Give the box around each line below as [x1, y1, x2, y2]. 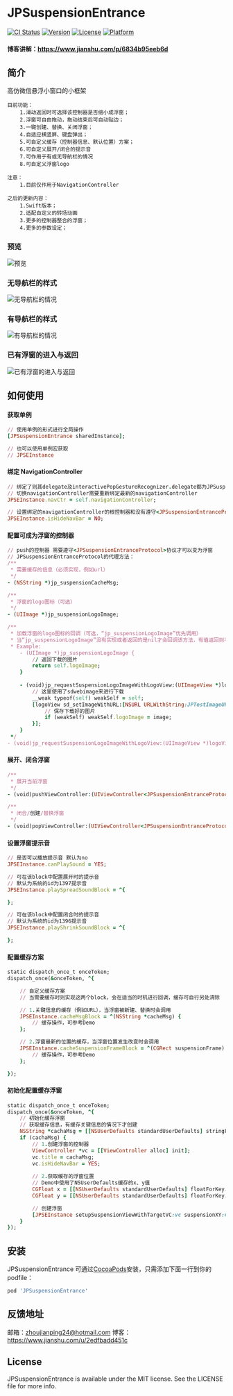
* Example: [10, 643, 42, 650]
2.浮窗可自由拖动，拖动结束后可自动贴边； [19, 117, 124, 124]
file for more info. [7, 1381, 57, 1390]
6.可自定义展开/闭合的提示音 [19, 146, 92, 153]
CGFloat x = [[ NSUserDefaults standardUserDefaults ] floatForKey [32, 1186, 225, 1193]
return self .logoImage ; [32, 662, 101, 669]
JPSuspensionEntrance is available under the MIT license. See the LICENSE [7, 1374, 223, 1383]
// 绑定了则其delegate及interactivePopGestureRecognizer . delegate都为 [7, 483, 207, 490]
